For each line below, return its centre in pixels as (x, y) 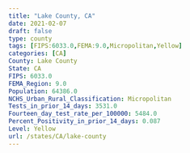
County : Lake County (43, 62)
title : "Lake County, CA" (52, 16)
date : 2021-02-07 (38, 23)
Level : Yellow (32, 129)
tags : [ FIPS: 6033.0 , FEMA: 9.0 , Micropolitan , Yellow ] (95, 46)
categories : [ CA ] (38, 53)
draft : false (30, 31)
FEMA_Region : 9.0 (38, 83)
